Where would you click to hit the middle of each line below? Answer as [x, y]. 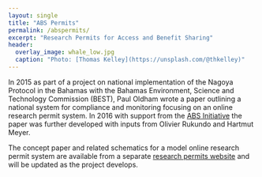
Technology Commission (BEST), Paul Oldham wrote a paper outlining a [125, 99]
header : [21, 45]
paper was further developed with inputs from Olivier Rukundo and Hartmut [131, 124]
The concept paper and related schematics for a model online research [124, 148]
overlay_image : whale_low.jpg [65, 52]
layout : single [33, 15]
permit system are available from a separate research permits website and [129, 156]
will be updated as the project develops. [73, 164]
